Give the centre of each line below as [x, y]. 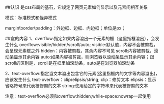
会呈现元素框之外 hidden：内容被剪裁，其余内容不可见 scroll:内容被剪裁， [80, 51]
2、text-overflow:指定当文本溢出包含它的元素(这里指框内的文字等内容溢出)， [82, 73]
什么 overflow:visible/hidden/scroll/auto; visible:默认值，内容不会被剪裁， [83, 45]
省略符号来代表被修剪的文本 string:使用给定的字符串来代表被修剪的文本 [77, 86]
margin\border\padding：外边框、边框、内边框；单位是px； [66, 28]
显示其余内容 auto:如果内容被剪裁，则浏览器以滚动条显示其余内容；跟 [84, 57]
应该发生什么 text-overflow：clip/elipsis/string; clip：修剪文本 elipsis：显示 [81, 79]
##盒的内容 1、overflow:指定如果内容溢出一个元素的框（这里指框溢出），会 [80, 39]
